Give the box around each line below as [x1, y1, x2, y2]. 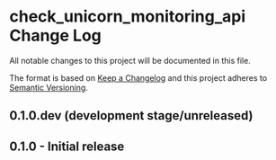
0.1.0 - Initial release [9, 138, 125, 154]
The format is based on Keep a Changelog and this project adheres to [9, 72, 268, 83]
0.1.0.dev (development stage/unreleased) [9, 108, 254, 123]
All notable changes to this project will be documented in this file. [9, 55, 252, 66]
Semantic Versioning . [9, 82, 88, 93]
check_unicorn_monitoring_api [9, 6, 245, 27]
